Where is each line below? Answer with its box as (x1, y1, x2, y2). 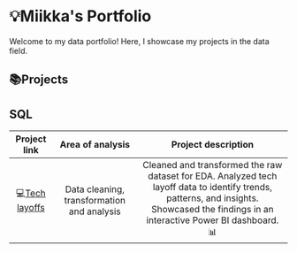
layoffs (16, 202, 46, 214)
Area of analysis (59, 139, 131, 151)
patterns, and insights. (166, 192, 259, 204)
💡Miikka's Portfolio (9, 6, 152, 27)
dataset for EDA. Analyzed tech (148, 170, 278, 182)
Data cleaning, (65, 183, 126, 195)
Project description (171, 139, 255, 151)
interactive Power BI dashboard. (146, 214, 279, 226)
